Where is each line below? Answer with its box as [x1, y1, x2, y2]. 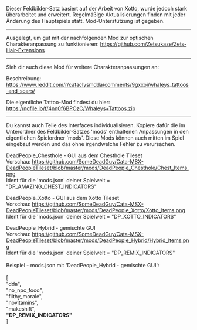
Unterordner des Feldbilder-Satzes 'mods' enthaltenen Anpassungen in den [6, 128, 189, 135]
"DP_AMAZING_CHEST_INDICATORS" [6, 183, 97, 190]
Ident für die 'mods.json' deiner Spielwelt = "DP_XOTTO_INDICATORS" [6, 213, 176, 220]
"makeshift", [6, 305, 36, 312]
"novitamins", [6, 299, 39, 306]
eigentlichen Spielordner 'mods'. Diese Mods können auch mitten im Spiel [6, 134, 184, 141]
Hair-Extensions [6, 47, 45, 53]
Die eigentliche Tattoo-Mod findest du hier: [6, 99, 110, 106]
